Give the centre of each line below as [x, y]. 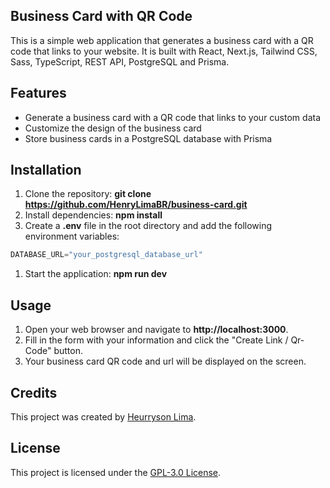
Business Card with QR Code [101, 16]
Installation [46, 170]
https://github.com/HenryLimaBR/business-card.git [136, 205]
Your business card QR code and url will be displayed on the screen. [165, 361]
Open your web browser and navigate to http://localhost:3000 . [156, 330]
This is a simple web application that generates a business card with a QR [162, 40]
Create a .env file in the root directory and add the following [148, 226]
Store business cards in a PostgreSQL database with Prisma [148, 138]
